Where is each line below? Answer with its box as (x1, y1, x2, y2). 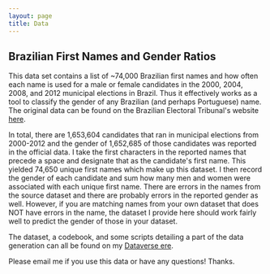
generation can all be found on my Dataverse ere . (8, 241, 174, 250)
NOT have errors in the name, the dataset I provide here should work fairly (8, 208, 257, 218)
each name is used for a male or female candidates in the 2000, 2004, (8, 80, 243, 89)
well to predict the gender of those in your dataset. (8, 216, 178, 226)
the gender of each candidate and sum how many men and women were (8, 173, 251, 183)
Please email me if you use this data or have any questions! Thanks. (8, 257, 235, 267)
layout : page (8, 11, 53, 20)
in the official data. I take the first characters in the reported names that (8, 147, 247, 157)
